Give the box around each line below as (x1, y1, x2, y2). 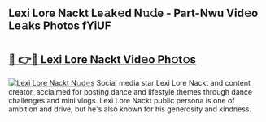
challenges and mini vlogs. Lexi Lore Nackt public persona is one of (8, 96, 235, 105)
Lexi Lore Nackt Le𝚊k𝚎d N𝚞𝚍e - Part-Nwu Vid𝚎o (8, 6, 259, 20)
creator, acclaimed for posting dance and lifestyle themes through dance (8, 87, 253, 96)
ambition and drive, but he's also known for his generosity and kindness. (8, 104, 252, 114)
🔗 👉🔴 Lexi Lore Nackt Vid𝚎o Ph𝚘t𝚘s (8, 53, 197, 66)
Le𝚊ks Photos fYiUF (8, 19, 111, 33)
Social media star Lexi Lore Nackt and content (96, 78, 251, 87)
